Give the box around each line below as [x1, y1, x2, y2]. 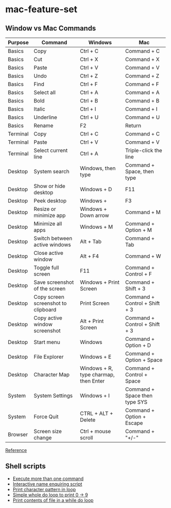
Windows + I [79, 392, 110, 399]
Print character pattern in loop [12, 486, 76, 492]
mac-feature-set [5, 4, 77, 15]
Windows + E [79, 353, 112, 360]
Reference [5, 447, 27, 453]
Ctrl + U [79, 114, 99, 121]
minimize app [34, 212, 66, 219]
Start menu [34, 339, 60, 345]
